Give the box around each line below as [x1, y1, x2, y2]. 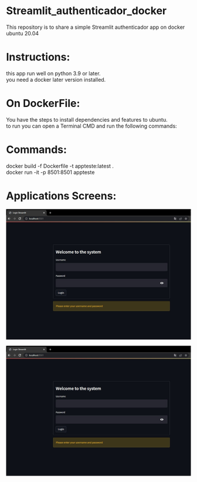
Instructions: [6, 51, 70, 64]
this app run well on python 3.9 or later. [6, 69, 101, 77]
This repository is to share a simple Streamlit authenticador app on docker [6, 24, 185, 31]
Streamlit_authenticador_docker [6, 4, 167, 18]
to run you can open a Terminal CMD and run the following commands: [6, 122, 177, 129]
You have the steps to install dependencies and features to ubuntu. [6, 116, 168, 123]
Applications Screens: [6, 189, 117, 202]
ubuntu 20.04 [6, 29, 39, 36]
